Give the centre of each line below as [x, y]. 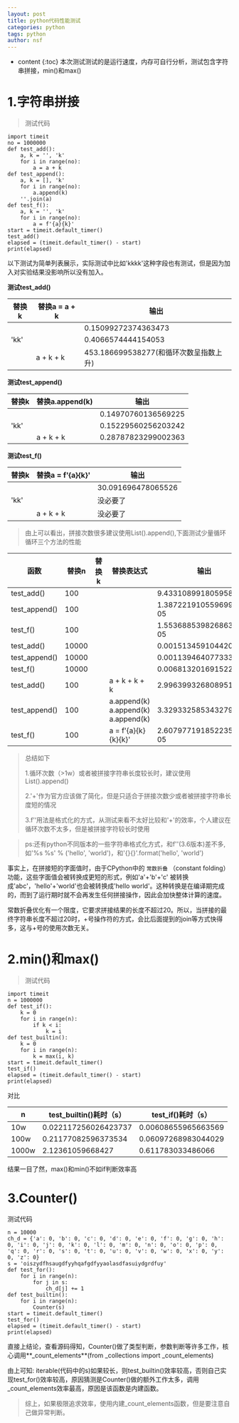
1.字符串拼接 [43, 102]
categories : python [36, 27]
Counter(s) [49, 1307]
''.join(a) [36, 199]
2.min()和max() [53, 959]
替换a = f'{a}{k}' [64, 475]
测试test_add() [29, 287]
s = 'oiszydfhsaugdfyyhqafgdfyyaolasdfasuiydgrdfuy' [87, 1263]
